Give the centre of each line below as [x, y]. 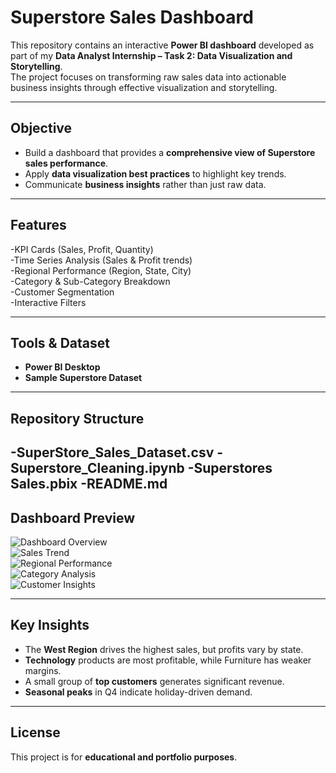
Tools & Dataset [60, 342]
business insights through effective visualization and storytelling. [144, 87]
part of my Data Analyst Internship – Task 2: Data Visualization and [151, 55]
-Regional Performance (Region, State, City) [101, 270]
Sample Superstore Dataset [83, 378]
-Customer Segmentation [62, 292]
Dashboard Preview [73, 517]
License [35, 732]
